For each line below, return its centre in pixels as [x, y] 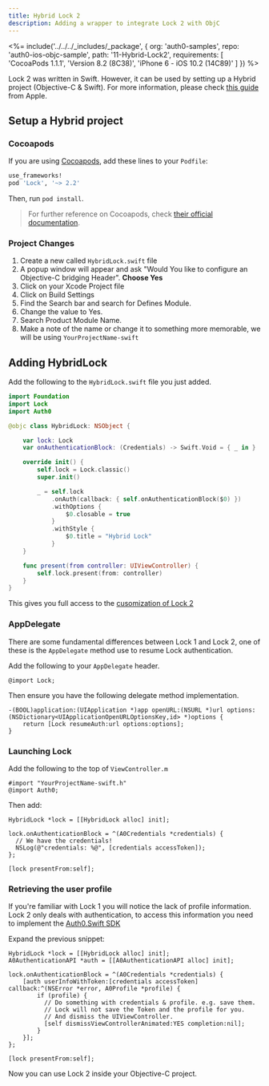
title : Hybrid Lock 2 [44, 16]
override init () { [53, 462]
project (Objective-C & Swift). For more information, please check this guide [133, 87]
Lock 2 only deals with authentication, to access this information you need [131, 915]
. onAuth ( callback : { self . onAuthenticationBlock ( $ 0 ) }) [146, 499]
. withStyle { [72, 529]
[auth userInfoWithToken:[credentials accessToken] [110, 982]
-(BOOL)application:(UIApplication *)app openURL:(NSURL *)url [116, 710]
